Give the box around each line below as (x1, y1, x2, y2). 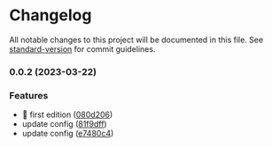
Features (9, 89, 49, 101)
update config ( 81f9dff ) (21, 119, 108, 129)
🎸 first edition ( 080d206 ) (21, 109, 113, 120)
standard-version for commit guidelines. (9, 43, 156, 54)
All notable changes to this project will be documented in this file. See (9, 34, 264, 45)
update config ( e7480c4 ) (21, 129, 114, 139)
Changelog (9, 5, 92, 26)
